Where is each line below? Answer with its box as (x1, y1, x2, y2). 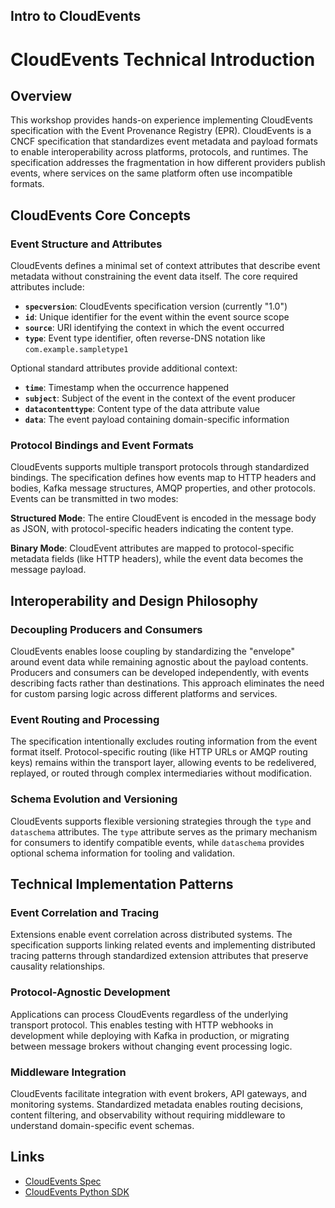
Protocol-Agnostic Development (10, 985, 171, 999)
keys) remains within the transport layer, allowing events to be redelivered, (10, 757, 317, 769)
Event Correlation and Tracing (10, 905, 159, 919)
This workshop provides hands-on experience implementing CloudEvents (10, 114, 313, 126)
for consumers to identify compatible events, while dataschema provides (10, 836, 305, 848)
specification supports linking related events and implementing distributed (10, 939, 316, 951)
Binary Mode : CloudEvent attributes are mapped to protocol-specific (10, 542, 295, 554)
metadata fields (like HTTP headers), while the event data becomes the (10, 553, 304, 565)
